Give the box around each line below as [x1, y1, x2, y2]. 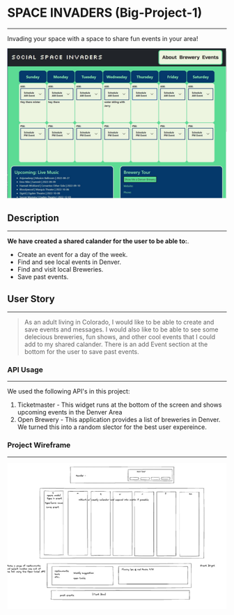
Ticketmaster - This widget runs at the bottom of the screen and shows [17, 400, 222, 409]
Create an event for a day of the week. [17, 251, 128, 259]
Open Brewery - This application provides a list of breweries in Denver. [17, 416, 221, 424]
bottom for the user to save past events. [24, 348, 139, 356]
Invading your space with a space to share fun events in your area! [7, 34, 198, 42]
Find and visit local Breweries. [17, 265, 104, 274]
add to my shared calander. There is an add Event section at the [24, 340, 208, 349]
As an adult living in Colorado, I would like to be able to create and [24, 318, 214, 327]
